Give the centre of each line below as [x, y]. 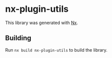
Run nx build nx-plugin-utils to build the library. [56, 50]
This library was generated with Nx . [42, 23]
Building [18, 38]
